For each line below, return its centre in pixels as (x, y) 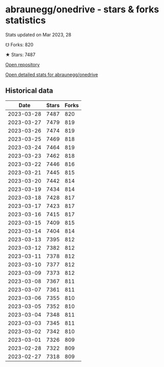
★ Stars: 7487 (20, 55)
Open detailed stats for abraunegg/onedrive (52, 74)
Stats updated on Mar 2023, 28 (38, 34)
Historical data (29, 91)
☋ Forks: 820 (19, 44)
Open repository (23, 64)
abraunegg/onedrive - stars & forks (82, 10)
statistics (26, 20)
